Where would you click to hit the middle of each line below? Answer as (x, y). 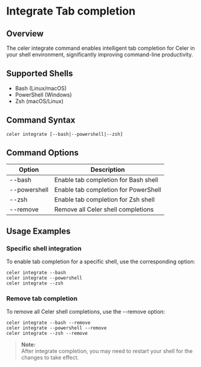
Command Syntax (41, 120)
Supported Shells (40, 74)
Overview (25, 34)
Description (108, 170)
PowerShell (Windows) (43, 95)
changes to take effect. (50, 358)
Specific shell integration (44, 248)
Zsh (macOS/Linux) (39, 101)
